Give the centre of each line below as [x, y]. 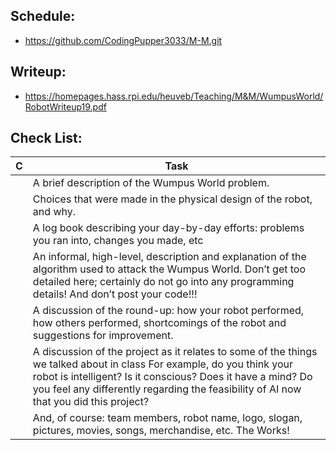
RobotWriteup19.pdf [65, 106]
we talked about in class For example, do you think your [163, 364]
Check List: [46, 138]
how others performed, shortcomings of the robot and [159, 323]
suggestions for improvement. [103, 336]
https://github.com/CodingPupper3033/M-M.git [123, 40]
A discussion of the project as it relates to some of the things [175, 352]
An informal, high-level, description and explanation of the [169, 257]
